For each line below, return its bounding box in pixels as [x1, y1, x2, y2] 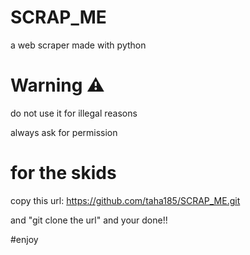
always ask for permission [10, 126, 118, 138]
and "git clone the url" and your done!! [10, 214, 168, 226]
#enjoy [10, 233, 39, 245]
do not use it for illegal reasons [10, 107, 138, 119]
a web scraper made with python [10, 39, 147, 51]
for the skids [10, 162, 117, 185]
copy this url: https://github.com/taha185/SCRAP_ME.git [10, 194, 241, 206]
